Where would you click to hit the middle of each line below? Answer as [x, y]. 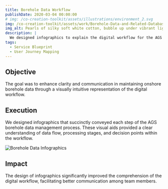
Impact [16, 164]
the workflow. [19, 138]
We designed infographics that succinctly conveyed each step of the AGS [81, 122]
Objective [21, 72]
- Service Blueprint [31, 47]
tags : [11, 42]
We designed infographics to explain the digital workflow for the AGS [86, 38]
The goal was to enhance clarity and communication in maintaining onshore [83, 84]
